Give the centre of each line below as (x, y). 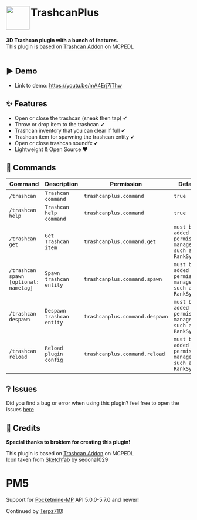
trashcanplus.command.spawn (123, 279)
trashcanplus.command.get (120, 242)
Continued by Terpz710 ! (35, 511)
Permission (126, 184)
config (54, 360)
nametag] (21, 288)
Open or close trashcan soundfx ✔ (56, 143)
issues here (20, 410)
